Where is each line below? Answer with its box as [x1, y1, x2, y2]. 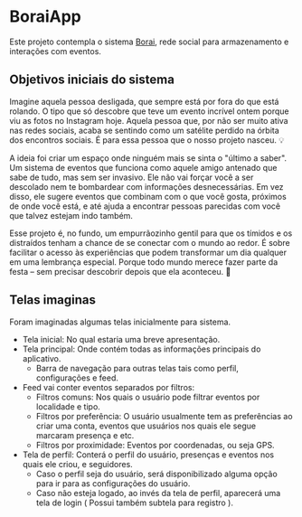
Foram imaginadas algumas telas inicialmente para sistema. [9, 316, 231, 327]
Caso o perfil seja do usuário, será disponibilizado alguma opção [35, 468, 278, 479]
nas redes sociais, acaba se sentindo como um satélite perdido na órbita [9, 125, 280, 136]
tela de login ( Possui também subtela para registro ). [35, 497, 233, 508]
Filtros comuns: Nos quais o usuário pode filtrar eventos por [35, 391, 260, 402]
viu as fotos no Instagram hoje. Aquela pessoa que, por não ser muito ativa [9, 115, 288, 126]
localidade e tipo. [35, 400, 101, 412]
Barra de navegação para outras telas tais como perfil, [35, 362, 240, 373]
